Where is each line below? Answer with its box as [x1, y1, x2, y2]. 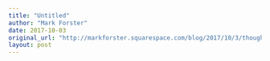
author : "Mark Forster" [8, 19, 88, 27]
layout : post [8, 41, 52, 49]
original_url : [8, 33, 56, 42]
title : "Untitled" [8, 11, 70, 20]
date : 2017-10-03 [8, 26, 67, 34]
